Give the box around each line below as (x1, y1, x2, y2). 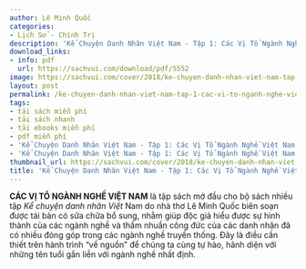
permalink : (9, 89, 51, 98)
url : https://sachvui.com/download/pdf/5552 (17, 65, 189, 74)
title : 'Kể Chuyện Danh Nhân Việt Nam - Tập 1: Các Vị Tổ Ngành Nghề (9, 166, 280, 175)
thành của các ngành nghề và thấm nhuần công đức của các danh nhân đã (9, 220, 291, 231)
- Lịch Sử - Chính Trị (9, 30, 96, 39)
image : (9, 73, 35, 82)
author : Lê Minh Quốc (9, 13, 92, 23)
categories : (9, 22, 55, 31)
